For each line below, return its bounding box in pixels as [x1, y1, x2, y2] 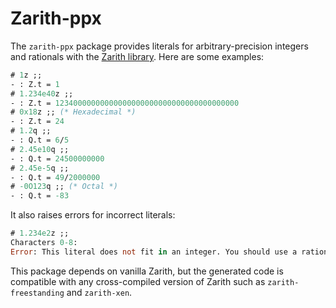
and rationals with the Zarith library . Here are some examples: [10, 50, 265, 62]
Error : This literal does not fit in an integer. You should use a [10, 247, 298, 257]
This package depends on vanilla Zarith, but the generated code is [10, 265, 284, 277]
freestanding [10, 288, 65, 298]
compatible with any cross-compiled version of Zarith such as [10, 275, 266, 287]
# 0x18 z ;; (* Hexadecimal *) [10, 107, 137, 117]
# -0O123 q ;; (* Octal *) [10, 182, 118, 192]
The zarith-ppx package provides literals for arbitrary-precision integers [10, 40, 309, 52]
